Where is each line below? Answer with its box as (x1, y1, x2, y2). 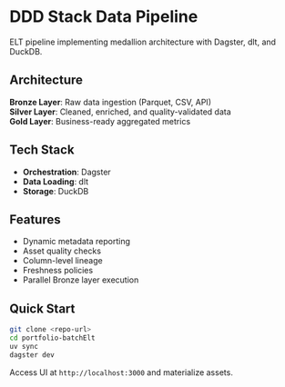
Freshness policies (22, 265, 94, 276)
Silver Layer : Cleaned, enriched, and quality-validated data (9, 106, 232, 117)
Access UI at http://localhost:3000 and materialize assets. (9, 366, 234, 378)
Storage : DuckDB (22, 185, 89, 196)
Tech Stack (9, 143, 75, 158)
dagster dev (9, 350, 55, 360)
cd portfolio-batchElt (9, 333, 96, 342)
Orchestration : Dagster (22, 166, 111, 177)
